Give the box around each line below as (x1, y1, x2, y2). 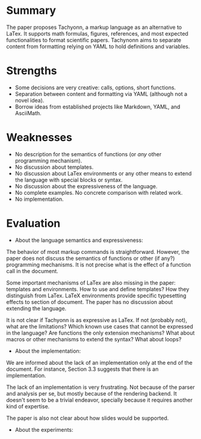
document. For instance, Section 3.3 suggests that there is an (6, 365, 159, 373)
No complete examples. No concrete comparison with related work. (14, 189, 183, 196)
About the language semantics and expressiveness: (14, 236, 143, 244)
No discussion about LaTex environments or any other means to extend (14, 169, 192, 177)
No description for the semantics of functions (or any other (14, 150, 162, 157)
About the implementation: (14, 347, 81, 355)
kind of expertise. (6, 402, 50, 410)
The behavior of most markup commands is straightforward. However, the (6, 248, 190, 255)
